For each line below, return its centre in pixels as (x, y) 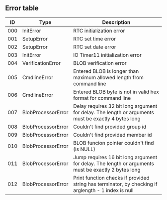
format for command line (102, 98)
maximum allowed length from (108, 77)
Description (116, 22)
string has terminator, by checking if (115, 184)
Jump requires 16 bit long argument (115, 157)
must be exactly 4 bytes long (107, 118)
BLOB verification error (100, 63)
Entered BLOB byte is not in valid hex (116, 92)
